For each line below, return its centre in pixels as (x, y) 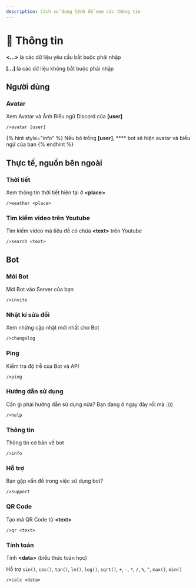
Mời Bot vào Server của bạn (40, 289)
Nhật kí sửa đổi (28, 314)
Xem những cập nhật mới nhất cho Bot (53, 328)
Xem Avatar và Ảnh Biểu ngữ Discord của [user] (64, 117)
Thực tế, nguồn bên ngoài (54, 163)
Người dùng (28, 87)
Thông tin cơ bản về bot (35, 443)
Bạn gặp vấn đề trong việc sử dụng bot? (55, 481)
